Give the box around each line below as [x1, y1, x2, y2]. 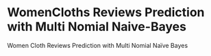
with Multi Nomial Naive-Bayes [7, 19, 187, 34]
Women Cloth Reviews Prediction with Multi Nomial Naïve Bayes [7, 41, 188, 49]
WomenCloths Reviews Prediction [7, 5, 205, 20]
